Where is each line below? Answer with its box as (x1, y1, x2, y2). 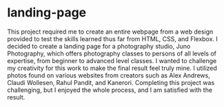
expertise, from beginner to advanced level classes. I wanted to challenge (7, 56, 217, 64)
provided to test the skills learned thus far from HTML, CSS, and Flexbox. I (7, 34, 218, 43)
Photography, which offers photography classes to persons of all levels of (7, 49, 217, 58)
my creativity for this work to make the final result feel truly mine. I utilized (7, 64, 217, 72)
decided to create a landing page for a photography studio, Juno (7, 42, 191, 50)
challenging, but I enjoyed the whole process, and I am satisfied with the (7, 86, 212, 94)
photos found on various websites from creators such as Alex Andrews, (7, 71, 210, 80)
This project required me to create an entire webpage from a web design (7, 27, 214, 36)
